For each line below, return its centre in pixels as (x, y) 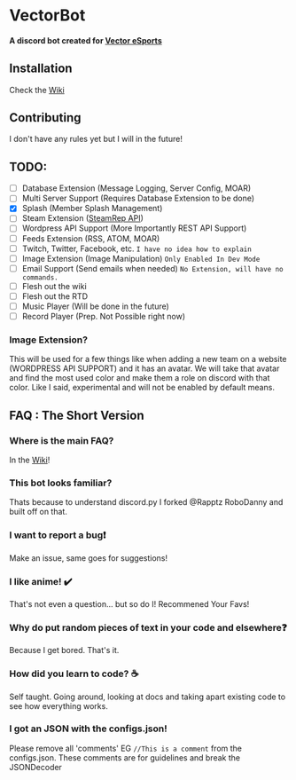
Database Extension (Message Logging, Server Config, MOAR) (136, 188)
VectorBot (47, 16)
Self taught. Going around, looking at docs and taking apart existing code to (148, 697)
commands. (40, 277)
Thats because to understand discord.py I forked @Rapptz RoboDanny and (146, 502)
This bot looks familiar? (61, 483)
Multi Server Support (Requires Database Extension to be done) (138, 198)
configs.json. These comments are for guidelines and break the (125, 757)
